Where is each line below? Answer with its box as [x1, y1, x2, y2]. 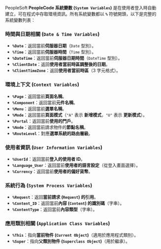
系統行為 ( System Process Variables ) [5, 182, 93, 189]
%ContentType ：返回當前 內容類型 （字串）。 [12, 207, 97, 212]
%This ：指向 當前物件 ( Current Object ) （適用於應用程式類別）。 [12, 232, 139, 238]
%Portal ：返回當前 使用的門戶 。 [12, 118, 75, 124]
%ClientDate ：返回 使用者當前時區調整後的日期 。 [12, 61, 110, 67]
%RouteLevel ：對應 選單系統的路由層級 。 [12, 130, 93, 136]
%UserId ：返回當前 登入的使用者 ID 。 [12, 156, 85, 162]
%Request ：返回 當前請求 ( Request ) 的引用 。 [12, 194, 98, 200]
